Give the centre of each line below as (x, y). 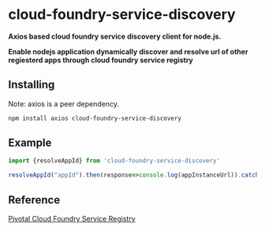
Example (30, 143)
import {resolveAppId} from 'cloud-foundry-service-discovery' (114, 161)
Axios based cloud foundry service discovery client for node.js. (115, 36)
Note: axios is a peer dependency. (64, 103)
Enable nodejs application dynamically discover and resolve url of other (128, 51)
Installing (32, 85)
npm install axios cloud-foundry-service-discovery (95, 118)
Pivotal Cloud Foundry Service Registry (72, 219)
